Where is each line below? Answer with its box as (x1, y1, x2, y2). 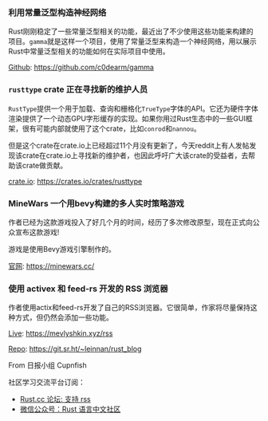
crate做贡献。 (22, 160, 68, 170)
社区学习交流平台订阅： (8, 377, 85, 388)
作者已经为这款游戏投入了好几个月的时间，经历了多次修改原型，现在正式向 (8, 217, 253, 226)
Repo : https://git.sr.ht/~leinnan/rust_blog (8, 344, 142, 354)
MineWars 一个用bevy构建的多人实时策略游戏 (8, 198, 185, 209)
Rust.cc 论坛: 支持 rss (19, 395, 91, 404)
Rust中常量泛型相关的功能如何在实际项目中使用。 (8, 46, 170, 57)
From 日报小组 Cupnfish (8, 360, 88, 370)
